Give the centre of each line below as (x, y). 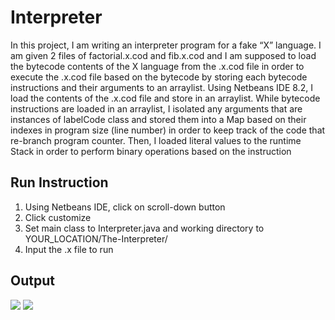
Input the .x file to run (69, 249)
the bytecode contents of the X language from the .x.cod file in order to (157, 66)
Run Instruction (59, 182)
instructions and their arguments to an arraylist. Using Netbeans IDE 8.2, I (161, 87)
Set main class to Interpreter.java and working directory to (144, 228)
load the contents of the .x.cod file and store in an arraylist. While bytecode (165, 98)
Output (32, 281)
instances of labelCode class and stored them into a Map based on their (158, 119)
